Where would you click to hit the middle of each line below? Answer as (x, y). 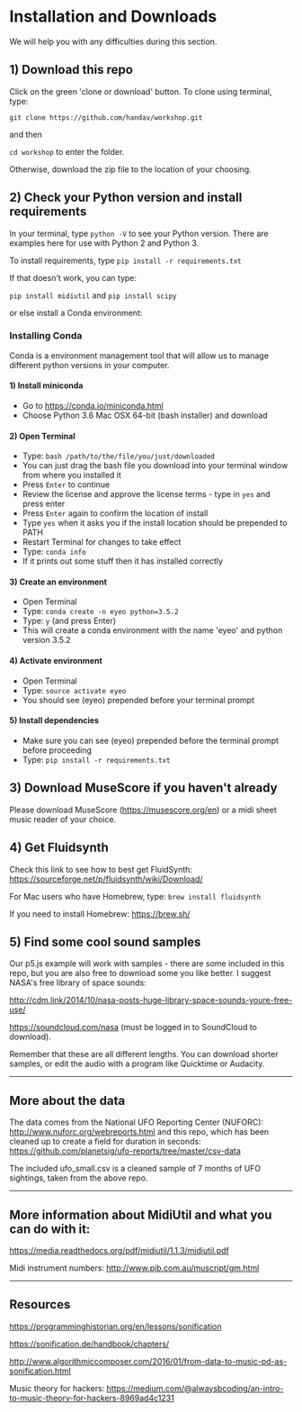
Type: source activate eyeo (74, 690)
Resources (40, 1304)
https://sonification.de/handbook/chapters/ (89, 1344)
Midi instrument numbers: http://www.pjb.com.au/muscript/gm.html (134, 1268)
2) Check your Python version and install (126, 198)
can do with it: (50, 1229)
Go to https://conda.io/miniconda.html (93, 406)
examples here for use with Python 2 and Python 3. (104, 243)
